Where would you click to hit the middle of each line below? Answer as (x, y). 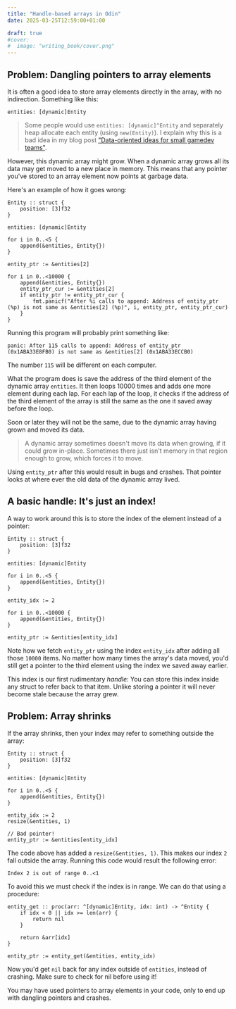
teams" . (36, 147)
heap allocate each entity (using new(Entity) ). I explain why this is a (123, 132)
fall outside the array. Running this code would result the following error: (112, 860)
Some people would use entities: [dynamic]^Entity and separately (124, 125)
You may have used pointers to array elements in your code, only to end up (116, 990)
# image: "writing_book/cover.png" (61, 46)
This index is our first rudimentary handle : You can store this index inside (113, 679)
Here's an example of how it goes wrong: (67, 189)
